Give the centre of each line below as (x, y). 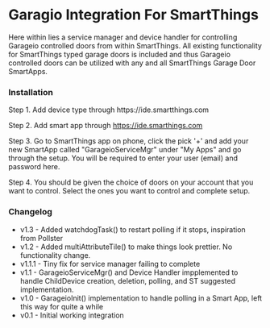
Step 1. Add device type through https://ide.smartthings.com (109, 110)
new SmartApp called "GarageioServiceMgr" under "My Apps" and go (125, 150)
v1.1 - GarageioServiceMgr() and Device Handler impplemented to (129, 272)
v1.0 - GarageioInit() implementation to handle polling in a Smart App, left (141, 298)
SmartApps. (28, 71)
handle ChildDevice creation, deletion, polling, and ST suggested (128, 280)
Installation (31, 92)
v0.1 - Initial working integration (72, 315)
